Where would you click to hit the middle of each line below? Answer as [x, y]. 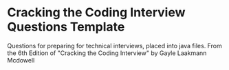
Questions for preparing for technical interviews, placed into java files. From [115, 46]
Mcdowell [21, 60]
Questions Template [66, 27]
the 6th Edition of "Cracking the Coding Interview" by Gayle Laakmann [107, 53]
